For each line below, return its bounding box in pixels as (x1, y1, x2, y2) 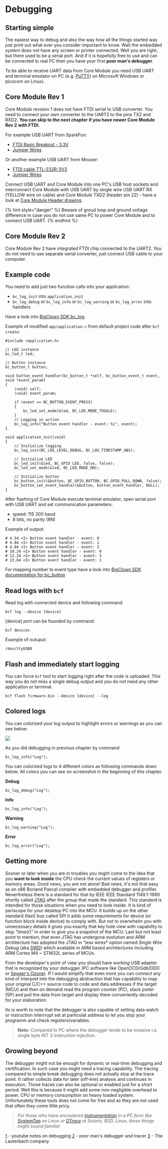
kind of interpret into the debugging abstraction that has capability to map (5, 975, 157, 982)
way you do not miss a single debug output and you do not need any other (5, 678, 158, 684)
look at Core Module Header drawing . (5, 197, 83, 203)
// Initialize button (14, 474, 59, 479)
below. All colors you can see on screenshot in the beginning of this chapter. (5, 769, 162, 775)
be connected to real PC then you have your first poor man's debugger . (5, 58, 154, 64)
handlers (12, 304, 31, 310)
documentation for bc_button (5, 572, 65, 578)
